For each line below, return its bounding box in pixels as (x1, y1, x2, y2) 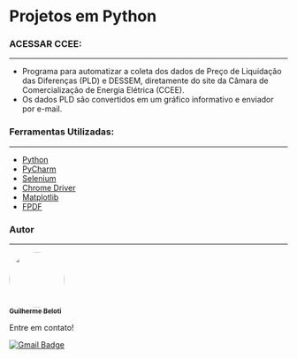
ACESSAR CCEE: (9, 38, 82, 50)
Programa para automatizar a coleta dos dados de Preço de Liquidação (21, 66, 282, 77)
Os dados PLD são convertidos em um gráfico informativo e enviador (21, 95, 274, 105)
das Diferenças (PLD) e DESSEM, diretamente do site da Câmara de (21, 75, 270, 86)
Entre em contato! (9, 323, 74, 333)
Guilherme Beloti (9, 307, 62, 316)
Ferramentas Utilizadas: (9, 126, 115, 138)
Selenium (21, 172, 57, 183)
